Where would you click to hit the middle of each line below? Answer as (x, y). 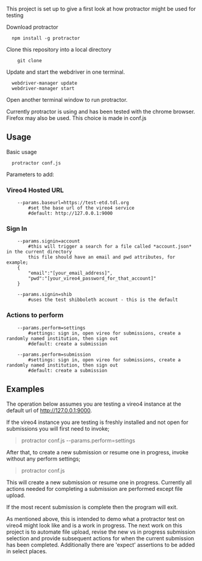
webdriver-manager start (43, 88)
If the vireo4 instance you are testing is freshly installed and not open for (97, 422)
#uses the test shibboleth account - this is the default (103, 300)
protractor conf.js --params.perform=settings (78, 440)
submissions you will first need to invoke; (58, 428)
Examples (25, 389)
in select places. (27, 551)
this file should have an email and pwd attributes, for (102, 257)
